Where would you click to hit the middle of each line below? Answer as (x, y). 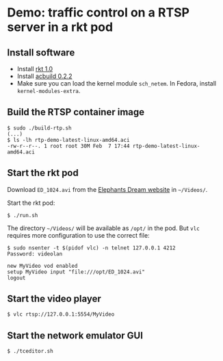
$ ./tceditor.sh (30, 351)
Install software (41, 52)
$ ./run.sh (23, 215)
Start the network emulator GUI (75, 335)
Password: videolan (35, 254)
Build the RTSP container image (76, 112)
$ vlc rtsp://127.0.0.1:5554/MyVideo (61, 314)
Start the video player (54, 299)
